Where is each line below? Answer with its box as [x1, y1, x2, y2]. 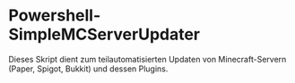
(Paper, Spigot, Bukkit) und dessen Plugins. [8, 63, 169, 74]
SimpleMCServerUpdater [8, 24, 201, 45]
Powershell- [8, 5, 101, 26]
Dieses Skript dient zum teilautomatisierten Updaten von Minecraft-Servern [8, 54, 287, 64]
